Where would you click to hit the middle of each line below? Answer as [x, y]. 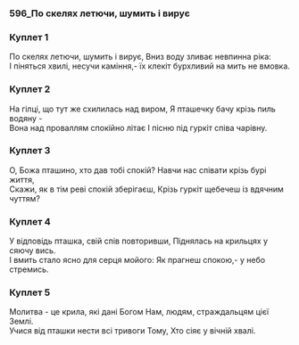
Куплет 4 [30, 221]
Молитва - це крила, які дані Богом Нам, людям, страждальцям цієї [139, 312]
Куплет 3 [30, 151]
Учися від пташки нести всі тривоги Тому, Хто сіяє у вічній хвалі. [133, 331]
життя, [22, 179]
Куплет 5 [30, 292]
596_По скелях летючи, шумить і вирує [100, 13]
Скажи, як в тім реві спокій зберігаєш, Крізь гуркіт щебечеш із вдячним [146, 189]
